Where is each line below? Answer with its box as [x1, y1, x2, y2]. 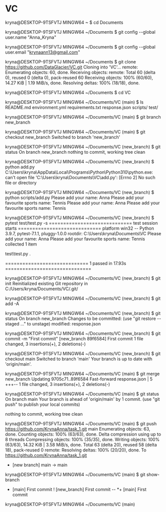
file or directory [5, 180, 37, 186]
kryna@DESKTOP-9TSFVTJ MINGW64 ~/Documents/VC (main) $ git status [5, 390, 160, 397]
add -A [5, 301, 19, 307]
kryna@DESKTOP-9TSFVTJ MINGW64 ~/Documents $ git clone [5, 59, 136, 64]
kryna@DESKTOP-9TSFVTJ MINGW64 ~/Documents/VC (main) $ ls [5, 99, 144, 105]
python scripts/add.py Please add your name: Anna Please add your [5, 194, 145, 200]
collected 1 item [5, 241, 37, 247]
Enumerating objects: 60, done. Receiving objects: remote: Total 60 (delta [5, 69, 156, 75]
